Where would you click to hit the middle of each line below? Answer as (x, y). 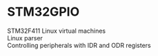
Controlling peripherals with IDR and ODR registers (79, 45)
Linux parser (25, 38)
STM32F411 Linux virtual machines (56, 31)
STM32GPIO (43, 12)
